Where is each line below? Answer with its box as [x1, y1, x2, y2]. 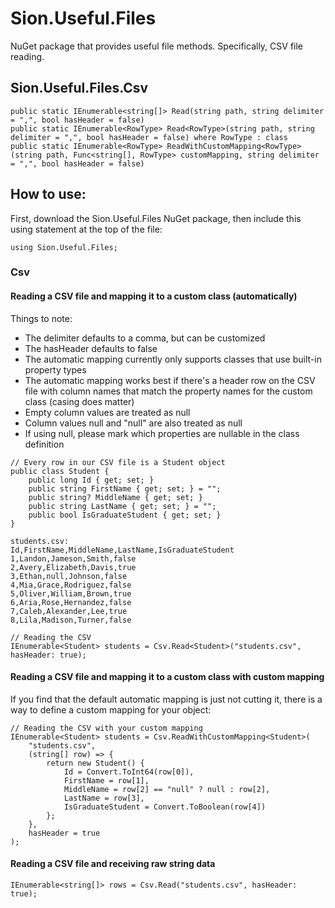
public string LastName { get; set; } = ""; [28, 501, 217, 511]
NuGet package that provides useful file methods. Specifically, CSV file [10, 40, 304, 52]
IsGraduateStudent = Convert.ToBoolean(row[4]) [63, 802, 267, 812]
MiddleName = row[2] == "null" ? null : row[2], [63, 784, 271, 794]
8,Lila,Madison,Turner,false [10, 615, 132, 625]
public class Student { [10, 466, 110, 476]
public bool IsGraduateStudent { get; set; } [28, 510, 222, 520]
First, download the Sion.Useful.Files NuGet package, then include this [10, 212, 302, 224]
